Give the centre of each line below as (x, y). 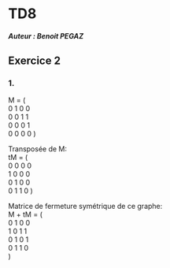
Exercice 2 (35, 61)
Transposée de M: (38, 149)
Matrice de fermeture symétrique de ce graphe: (85, 207)
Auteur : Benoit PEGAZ (46, 35)
